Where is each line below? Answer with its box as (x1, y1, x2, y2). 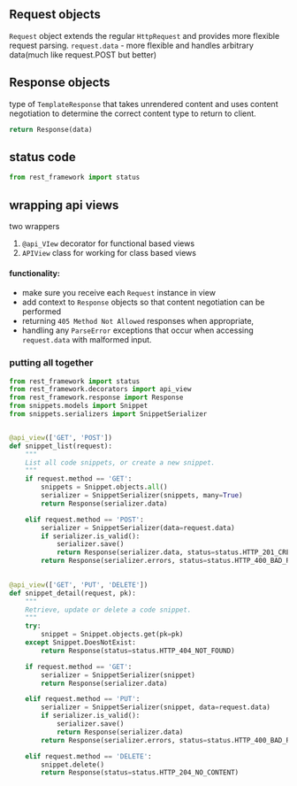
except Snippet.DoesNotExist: (25, 638, 137, 647)
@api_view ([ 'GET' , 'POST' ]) (9, 433, 113, 442)
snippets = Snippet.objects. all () (41, 482, 168, 492)
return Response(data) (9, 125, 93, 134)
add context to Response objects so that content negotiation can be (21, 297, 265, 308)
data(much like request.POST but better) (9, 49, 157, 60)
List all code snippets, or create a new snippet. (25, 458, 216, 467)
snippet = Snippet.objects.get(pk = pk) (41, 630, 184, 639)
